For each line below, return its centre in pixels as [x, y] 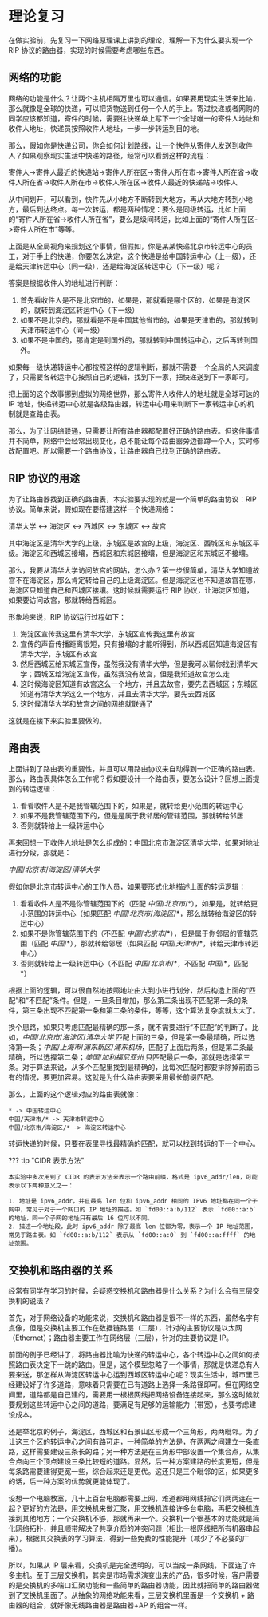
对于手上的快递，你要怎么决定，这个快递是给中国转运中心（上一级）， [136, 256]
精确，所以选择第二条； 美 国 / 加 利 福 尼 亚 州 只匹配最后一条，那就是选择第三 [129, 1057]
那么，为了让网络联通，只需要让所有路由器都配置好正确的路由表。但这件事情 [134, 430]
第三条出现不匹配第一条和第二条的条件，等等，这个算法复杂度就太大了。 [141, 1010]
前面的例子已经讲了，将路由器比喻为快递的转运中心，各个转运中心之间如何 [130, 1355]
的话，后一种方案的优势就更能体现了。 [71, 1481]
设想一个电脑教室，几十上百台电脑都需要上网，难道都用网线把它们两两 [124, 1499]
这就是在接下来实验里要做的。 [57, 720]
